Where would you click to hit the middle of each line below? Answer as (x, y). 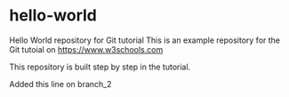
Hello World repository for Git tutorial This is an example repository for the (145, 40)
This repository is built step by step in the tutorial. (100, 67)
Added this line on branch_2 (60, 84)
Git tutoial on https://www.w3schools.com (86, 49)
